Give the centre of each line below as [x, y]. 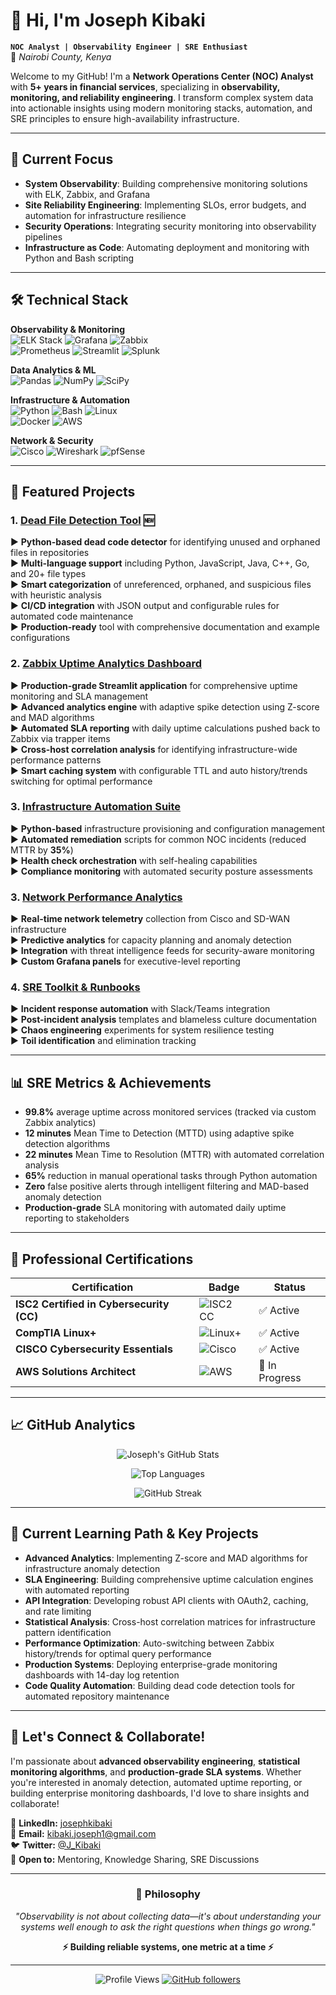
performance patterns [56, 760]
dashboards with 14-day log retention [102, 1675]
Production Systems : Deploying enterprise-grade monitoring [151, 1664]
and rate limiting [58, 1611]
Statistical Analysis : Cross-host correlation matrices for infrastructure [170, 1621]
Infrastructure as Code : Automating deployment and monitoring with [167, 247]
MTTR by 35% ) [42, 850]
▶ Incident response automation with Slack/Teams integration [140, 1009]
